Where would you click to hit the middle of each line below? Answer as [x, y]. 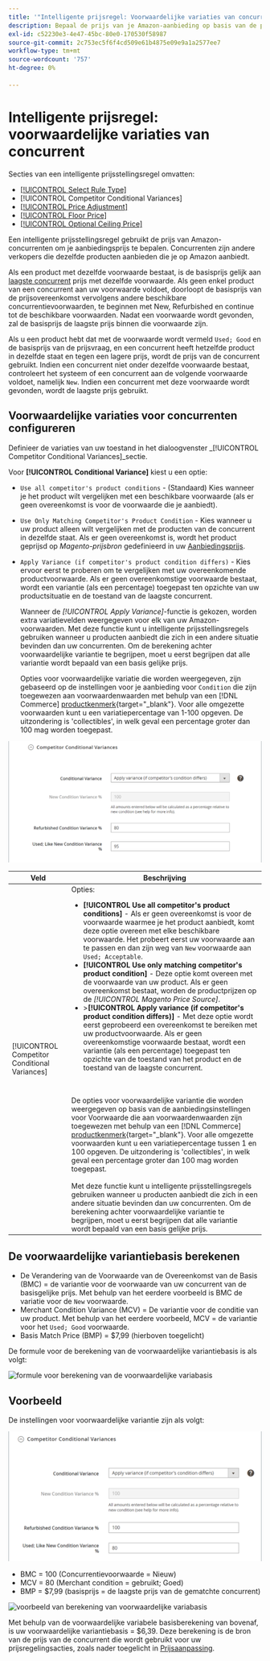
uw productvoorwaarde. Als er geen [143, 1033]
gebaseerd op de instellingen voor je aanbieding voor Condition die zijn [138, 687]
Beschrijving [165, 877]
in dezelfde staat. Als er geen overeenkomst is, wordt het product [128, 537]
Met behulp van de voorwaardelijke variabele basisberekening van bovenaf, [133, 1622]
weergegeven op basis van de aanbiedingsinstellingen [161, 1108]
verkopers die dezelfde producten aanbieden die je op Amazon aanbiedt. [129, 256]
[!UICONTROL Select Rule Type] [73, 189]
